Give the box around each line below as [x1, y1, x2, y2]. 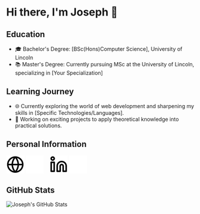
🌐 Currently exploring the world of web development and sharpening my [14, 102, 195, 109]
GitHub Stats [6, 185, 55, 195]
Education [6, 29, 46, 39]
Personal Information [6, 139, 87, 149]
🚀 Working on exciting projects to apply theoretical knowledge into [14, 115, 179, 123]
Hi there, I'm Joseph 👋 [6, 5, 118, 19]
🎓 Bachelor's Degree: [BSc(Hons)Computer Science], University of [14, 45, 183, 53]
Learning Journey [6, 87, 74, 97]
